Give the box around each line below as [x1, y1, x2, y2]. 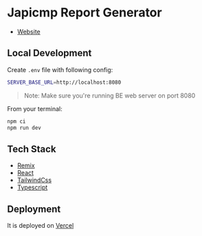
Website [16, 27, 41, 36]
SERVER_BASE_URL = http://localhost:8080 [7, 79, 122, 86]
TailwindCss [16, 176, 52, 185]
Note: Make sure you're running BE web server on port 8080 [23, 91, 196, 99]
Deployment [7, 203, 61, 215]
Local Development [7, 47, 92, 59]
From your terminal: [7, 104, 63, 113]
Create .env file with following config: [7, 65, 113, 73]
